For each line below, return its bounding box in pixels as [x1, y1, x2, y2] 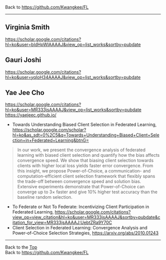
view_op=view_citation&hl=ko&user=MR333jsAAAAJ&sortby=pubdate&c [12, 215, 161, 220]
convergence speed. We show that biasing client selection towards [17, 158, 154, 164]
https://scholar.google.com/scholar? [12, 127, 86, 133]
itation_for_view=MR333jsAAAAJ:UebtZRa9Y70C [12, 219, 112, 225]
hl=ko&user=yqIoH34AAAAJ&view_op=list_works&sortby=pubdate [5, 74, 141, 80]
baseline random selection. [17, 194, 73, 200]
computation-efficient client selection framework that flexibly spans [17, 173, 156, 179]
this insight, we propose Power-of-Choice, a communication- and [17, 168, 151, 174]
